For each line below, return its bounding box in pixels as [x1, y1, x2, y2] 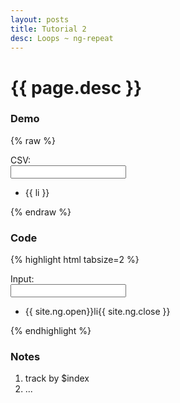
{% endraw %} [10, 206, 72, 218]
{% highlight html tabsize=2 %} [10, 254, 140, 266]
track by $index [24, 372, 90, 385]
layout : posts [10, 14, 70, 25]
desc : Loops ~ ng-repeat [10, 33, 114, 43]
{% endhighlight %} [10, 325, 92, 337]
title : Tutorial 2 [10, 24, 87, 34]
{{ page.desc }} [10, 76, 143, 99]
